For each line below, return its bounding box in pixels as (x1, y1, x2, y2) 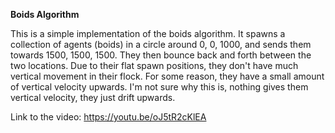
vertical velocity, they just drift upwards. (10, 92, 176, 103)
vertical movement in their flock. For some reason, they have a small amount (10, 70, 325, 82)
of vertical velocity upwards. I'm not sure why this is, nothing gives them (10, 81, 309, 93)
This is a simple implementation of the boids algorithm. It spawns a (10, 28, 286, 39)
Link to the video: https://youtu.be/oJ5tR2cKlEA (10, 111, 207, 123)
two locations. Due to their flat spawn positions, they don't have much (10, 60, 299, 71)
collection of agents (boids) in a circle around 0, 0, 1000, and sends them (10, 39, 312, 50)
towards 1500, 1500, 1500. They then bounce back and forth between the (10, 49, 312, 61)
